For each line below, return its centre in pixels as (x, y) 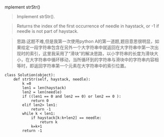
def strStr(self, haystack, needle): (52, 79)
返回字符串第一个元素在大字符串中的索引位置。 (81, 66)
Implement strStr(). (36, 16)
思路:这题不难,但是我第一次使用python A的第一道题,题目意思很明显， (86, 41)
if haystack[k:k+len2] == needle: (66, 118)
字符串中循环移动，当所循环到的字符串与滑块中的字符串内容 (94, 60)
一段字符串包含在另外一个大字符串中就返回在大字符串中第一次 (92, 47)
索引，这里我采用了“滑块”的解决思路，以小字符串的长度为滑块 (92, 54)
